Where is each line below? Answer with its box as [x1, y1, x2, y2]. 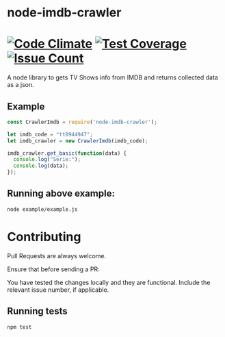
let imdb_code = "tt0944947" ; [7, 131, 94, 138]
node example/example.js [7, 205, 78, 213]
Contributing [7, 229, 81, 245]
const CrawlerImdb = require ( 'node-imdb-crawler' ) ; [7, 118, 157, 125]
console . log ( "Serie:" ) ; [13, 156, 81, 163]
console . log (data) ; [13, 162, 69, 169]
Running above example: [7, 188, 115, 199]
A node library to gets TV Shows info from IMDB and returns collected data [7, 73, 219, 82]
